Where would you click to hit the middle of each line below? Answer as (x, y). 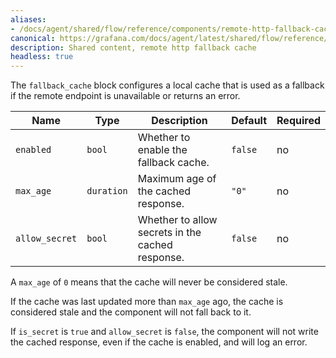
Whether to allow (177, 220)
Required (298, 121)
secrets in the (169, 233)
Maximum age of (177, 179)
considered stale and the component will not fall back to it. (131, 312)
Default (249, 121)
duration (107, 191)
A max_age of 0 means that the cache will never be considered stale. (149, 282)
